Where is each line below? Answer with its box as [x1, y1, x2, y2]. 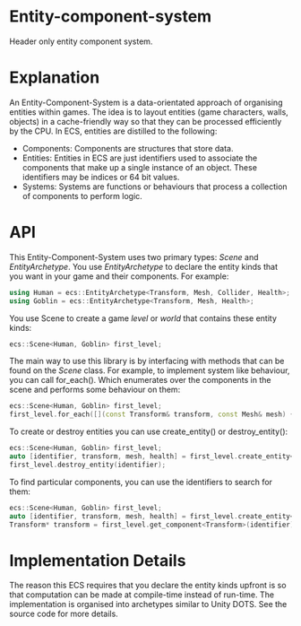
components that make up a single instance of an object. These [21, 161, 258, 172]
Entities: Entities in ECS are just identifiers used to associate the [21, 152, 258, 163]
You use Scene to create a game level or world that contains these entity [9, 312, 278, 324]
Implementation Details [9, 550, 186, 570]
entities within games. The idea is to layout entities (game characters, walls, [9, 106, 288, 117]
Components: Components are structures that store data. [21, 143, 234, 153]
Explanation [9, 67, 100, 88]
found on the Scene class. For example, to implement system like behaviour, [9, 365, 290, 376]
